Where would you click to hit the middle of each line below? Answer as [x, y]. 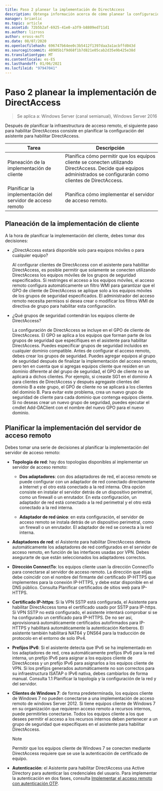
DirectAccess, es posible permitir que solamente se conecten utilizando [84, 270]
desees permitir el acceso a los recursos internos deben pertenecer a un [85, 719]
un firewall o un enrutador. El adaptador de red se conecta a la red [85, 527]
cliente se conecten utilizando [99, 162]
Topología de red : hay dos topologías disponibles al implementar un [80, 462]
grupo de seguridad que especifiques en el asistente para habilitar [78, 724]
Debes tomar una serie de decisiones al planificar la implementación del [77, 447]
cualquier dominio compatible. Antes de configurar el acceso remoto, [81, 351]
